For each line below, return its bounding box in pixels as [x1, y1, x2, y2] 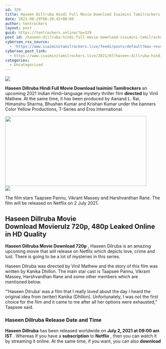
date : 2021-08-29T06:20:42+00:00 [5, 16, 74, 21]
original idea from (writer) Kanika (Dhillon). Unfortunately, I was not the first [5, 294, 159, 300]
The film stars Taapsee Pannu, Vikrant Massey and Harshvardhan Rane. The [5, 195, 161, 201]
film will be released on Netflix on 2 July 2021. [5, 200, 99, 206]
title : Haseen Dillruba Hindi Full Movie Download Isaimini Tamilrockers [5, 12, 161, 17]
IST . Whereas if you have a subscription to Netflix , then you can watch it [5, 333, 157, 339]
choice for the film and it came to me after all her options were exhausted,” [5, 299, 157, 305]
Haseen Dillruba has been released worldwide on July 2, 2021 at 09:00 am [5, 328, 160, 334]
